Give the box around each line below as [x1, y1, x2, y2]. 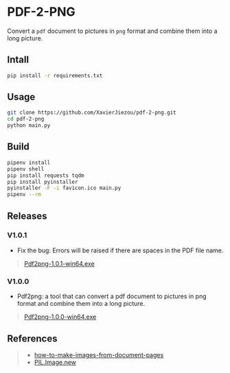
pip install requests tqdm [7, 172, 84, 179]
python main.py [7, 122, 51, 129]
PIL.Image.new [34, 358, 77, 366]
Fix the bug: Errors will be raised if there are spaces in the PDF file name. [16, 246, 224, 254]
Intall [7, 54, 30, 66]
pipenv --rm [7, 191, 41, 198]
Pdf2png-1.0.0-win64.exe [23, 313, 97, 321]
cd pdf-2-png [7, 116, 45, 123]
